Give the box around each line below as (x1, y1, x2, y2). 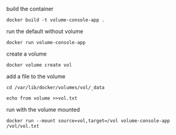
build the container (6, 5, 54, 12)
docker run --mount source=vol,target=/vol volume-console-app (6, 118, 171, 124)
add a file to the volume (6, 73, 66, 80)
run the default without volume (6, 27, 83, 35)
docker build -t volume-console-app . (6, 17, 105, 23)
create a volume (6, 50, 47, 57)
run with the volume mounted (6, 106, 80, 113)
